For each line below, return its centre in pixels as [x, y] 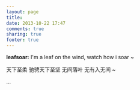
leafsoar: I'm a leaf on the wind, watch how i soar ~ [70, 57]
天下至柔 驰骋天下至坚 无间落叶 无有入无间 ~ [61, 69]
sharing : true [24, 34]
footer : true [23, 40]
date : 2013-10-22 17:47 [36, 23]
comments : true [25, 29]
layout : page [23, 12]
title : [14, 18]
